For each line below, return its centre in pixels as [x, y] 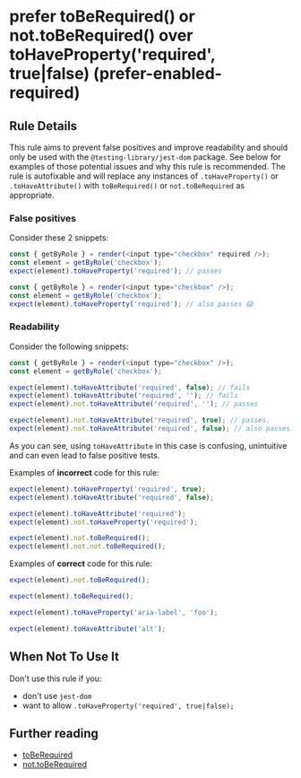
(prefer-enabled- [157, 74]
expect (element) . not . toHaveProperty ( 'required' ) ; [104, 522]
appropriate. [32, 195]
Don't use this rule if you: [56, 678]
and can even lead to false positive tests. [85, 455]
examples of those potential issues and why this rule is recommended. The [147, 166]
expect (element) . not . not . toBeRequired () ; [88, 546]
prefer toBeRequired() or [102, 17]
